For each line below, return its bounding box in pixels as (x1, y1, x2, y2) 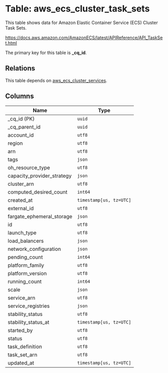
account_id (8, 131, 34, 138)
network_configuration (8, 245, 61, 252)
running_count (8, 278, 42, 285)
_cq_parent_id (8, 123, 41, 130)
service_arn (8, 294, 36, 301)
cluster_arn (8, 180, 34, 187)
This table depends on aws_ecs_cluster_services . (5, 77, 108, 83)
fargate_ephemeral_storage (8, 213, 73, 220)
